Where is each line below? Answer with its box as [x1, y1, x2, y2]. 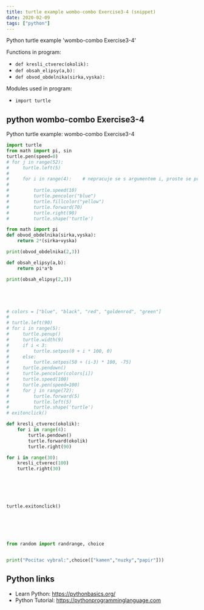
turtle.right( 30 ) [17, 466, 61, 472]
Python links [6, 574, 55, 585]
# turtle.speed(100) [6, 376, 69, 382]
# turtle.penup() [6, 331, 61, 337]
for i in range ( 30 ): [6, 455, 59, 461]
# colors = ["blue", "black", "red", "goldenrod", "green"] [6, 308, 162, 314]
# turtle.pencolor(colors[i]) [6, 371, 94, 377]
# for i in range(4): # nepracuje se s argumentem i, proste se [6, 176, 191, 182]
